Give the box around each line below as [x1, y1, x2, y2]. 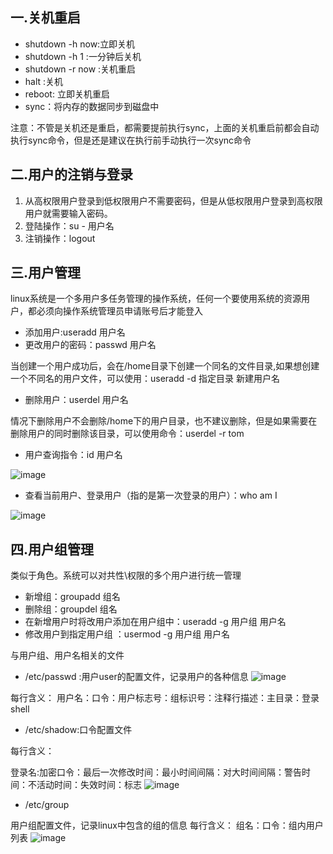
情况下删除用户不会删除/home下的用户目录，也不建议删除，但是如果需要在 [10, 415, 318, 427]
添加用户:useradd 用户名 [24, 326, 126, 338]
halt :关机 [24, 75, 64, 87]
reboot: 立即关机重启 [24, 88, 110, 100]
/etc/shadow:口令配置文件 [24, 724, 133, 736]
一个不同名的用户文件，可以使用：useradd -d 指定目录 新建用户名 [10, 373, 280, 385]
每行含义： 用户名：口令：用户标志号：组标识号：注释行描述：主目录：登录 [10, 692, 320, 704]
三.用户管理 [10, 264, 82, 282]
